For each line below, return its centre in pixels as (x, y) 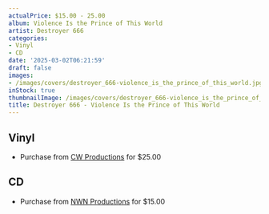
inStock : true (32, 90)
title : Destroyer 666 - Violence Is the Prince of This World (114, 105)
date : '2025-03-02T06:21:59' (57, 61)
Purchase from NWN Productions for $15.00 (92, 201)
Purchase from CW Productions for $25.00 (90, 156)
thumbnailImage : (35, 98)
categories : (28, 38)
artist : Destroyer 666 (46, 30)
